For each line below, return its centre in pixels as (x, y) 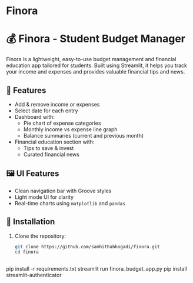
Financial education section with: (54, 142)
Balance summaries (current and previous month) (84, 135)
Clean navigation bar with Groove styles (63, 191)
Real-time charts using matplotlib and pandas (70, 203)
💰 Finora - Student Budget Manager (96, 39)
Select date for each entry (46, 111)
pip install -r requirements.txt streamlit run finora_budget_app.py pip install (96, 269)
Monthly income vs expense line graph (70, 129)
